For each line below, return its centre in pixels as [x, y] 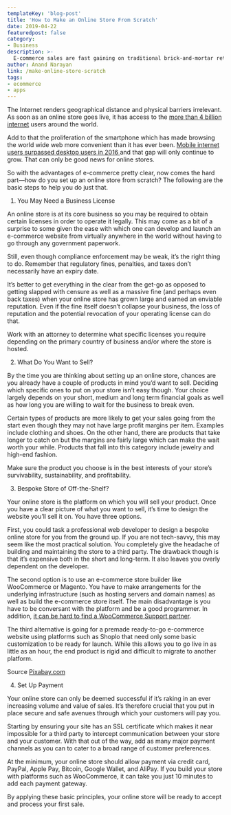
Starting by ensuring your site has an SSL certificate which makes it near [110, 726]
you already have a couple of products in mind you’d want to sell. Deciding [113, 383]
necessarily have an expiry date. [53, 271]
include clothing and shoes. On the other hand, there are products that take [114, 433]
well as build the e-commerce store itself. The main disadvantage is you [109, 601]
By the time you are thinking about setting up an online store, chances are [112, 376]
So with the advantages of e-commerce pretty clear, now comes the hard [111, 173]
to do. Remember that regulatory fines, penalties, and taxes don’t [99, 264]
